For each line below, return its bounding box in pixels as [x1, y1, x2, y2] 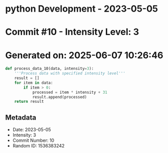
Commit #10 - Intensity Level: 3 [5, 26, 139, 38]
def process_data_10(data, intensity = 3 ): [5, 66, 94, 71]
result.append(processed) [32, 94, 87, 99]
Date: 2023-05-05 [12, 127, 52, 133]
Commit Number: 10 [12, 137, 55, 143]
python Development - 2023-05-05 [5, 3, 158, 15]
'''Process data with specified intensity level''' [14, 71, 125, 76]
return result [14, 99, 44, 104]
